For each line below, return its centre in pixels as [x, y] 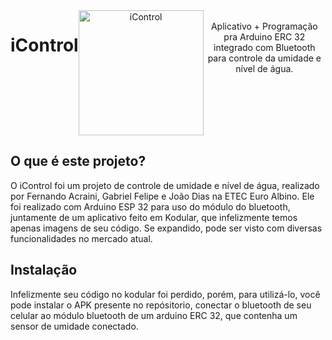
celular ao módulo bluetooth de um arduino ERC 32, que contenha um [154, 315]
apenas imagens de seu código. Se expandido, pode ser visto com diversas [166, 228]
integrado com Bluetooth [264, 47]
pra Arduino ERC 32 [264, 37]
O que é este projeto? [78, 161]
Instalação [44, 270]
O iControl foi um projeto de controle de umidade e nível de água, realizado [165, 185]
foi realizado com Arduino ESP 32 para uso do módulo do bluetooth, [150, 206]
